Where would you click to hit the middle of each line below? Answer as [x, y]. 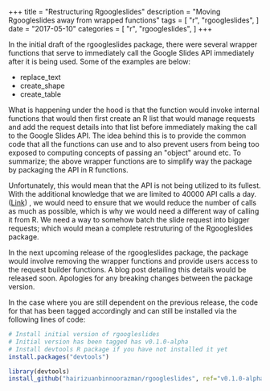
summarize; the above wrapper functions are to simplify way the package [130, 161]
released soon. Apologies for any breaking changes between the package [131, 278]
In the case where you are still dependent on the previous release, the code [133, 302]
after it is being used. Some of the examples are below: [100, 61]
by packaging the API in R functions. [68, 170]
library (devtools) [39, 371]
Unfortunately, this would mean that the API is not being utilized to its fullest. [135, 185]
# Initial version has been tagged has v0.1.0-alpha [98, 342]
